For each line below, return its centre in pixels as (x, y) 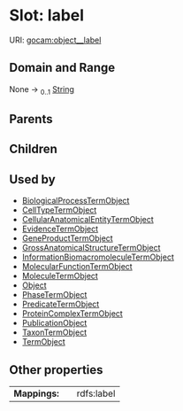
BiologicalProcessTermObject (76, 201)
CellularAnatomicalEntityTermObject (88, 220)
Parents (31, 119)
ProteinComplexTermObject (72, 314)
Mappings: (37, 393)
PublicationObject (54, 323)
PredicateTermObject (61, 304)
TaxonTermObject (54, 332)
